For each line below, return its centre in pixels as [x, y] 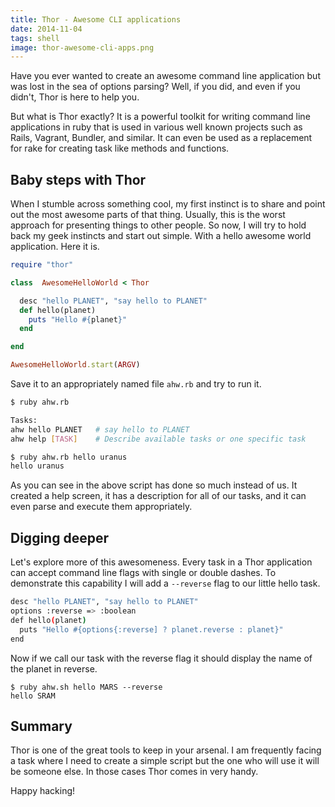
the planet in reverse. [54, 668]
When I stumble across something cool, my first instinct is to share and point [168, 204]
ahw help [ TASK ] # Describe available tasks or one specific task [158, 439]
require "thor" [42, 265]
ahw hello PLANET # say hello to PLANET [100, 429]
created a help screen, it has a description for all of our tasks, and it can [158, 496]
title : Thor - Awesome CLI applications [96, 19]
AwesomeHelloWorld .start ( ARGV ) [75, 365]
